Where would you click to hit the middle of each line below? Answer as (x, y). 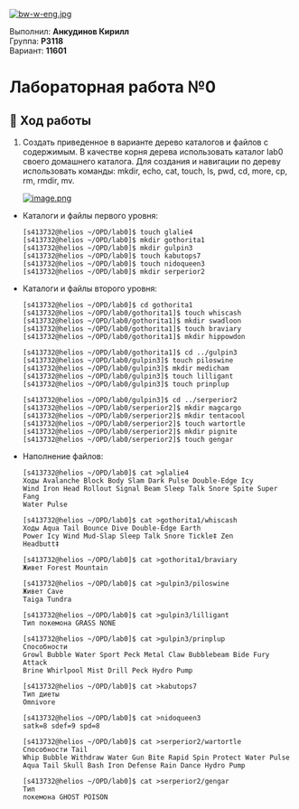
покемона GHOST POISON (65, 797)
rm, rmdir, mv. (48, 180)
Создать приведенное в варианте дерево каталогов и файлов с (145, 142)
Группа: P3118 (37, 41)
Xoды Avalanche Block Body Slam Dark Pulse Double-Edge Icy (138, 481)
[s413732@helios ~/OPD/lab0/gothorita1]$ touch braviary (132, 329)
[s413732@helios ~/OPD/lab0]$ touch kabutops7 (112, 256)
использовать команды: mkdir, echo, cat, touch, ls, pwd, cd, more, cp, (155, 171)
